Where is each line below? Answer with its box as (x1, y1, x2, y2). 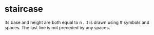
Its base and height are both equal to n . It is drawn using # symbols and (4, 19, 150, 25)
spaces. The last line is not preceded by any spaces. (4, 24, 110, 30)
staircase (4, 3, 43, 15)
